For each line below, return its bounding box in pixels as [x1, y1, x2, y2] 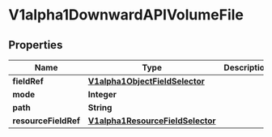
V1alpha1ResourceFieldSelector [87, 115, 216, 126]
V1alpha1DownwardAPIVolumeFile [8, 6, 244, 24]
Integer [87, 89, 117, 100]
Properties [8, 38, 63, 52]
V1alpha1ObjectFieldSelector [87, 75, 205, 87]
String [87, 102, 113, 113]
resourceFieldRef [12, 115, 81, 126]
